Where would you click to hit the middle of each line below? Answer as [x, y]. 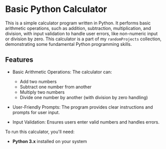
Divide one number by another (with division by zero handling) [84, 97]
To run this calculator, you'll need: [40, 132]
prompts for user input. [36, 112]
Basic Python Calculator [56, 9]
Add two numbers [38, 81]
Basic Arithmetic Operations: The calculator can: [62, 72]
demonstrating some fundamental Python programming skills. [69, 44]
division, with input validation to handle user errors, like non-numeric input [82, 33]
